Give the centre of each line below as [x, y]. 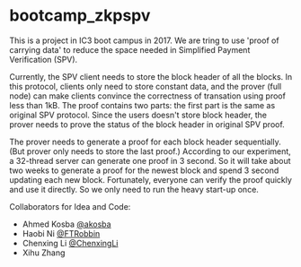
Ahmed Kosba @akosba [66, 224]
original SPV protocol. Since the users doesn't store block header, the [138, 115]
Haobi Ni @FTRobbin [61, 233]
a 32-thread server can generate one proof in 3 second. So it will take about [150, 160]
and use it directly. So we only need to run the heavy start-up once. [134, 189]
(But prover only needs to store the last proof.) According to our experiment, [150, 151]
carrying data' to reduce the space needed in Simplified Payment [130, 49]
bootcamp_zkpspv [80, 16]
